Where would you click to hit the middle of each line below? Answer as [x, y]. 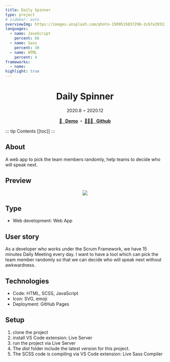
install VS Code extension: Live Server [52, 338]
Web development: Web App [42, 221]
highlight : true [22, 72]
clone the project [30, 332]
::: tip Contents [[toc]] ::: [30, 131]
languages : [17, 29]
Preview [18, 181]
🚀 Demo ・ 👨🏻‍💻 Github [85, 121]
